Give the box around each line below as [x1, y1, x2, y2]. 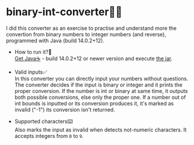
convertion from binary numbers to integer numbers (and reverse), [6, 30, 167, 37]
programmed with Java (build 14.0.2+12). [6, 37, 105, 44]
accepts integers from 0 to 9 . [14, 132, 84, 139]
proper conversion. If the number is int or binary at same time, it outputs [14, 87, 188, 94]
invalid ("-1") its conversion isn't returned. [14, 106, 115, 113]
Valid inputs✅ [14, 68, 48, 75]
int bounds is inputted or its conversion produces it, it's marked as [14, 99, 174, 107]
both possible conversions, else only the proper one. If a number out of [14, 94, 186, 101]
